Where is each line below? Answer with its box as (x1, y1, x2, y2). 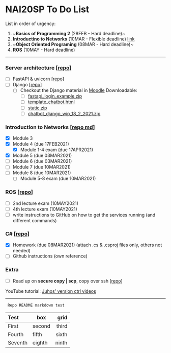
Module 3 (12, 135, 33, 141)
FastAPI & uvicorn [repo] (12, 76, 65, 82)
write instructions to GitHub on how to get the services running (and (12, 211, 156, 218)
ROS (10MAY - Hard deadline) (12, 46, 75, 53)
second (32, 322, 51, 330)
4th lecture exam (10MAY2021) (12, 206, 77, 212)
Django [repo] (12, 82, 42, 88)
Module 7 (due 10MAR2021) (12, 164, 71, 170)
